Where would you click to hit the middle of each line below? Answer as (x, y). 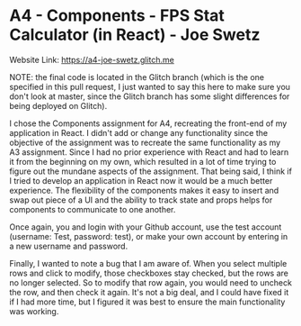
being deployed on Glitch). (58, 105)
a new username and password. (69, 246)
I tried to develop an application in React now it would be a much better (141, 180)
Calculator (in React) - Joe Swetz (135, 35)
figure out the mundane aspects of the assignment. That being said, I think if (150, 171)
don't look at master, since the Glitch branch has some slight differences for (150, 96)
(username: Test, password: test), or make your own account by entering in (149, 236)
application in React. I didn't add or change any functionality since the (138, 132)
